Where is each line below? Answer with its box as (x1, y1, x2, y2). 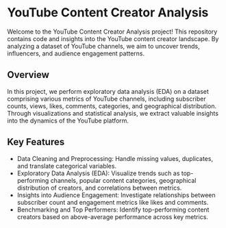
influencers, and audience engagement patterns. (7, 49, 145, 58)
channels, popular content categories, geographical (50, 176, 197, 184)
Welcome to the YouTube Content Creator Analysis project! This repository (7, 27, 218, 36)
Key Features (7, 136, 65, 148)
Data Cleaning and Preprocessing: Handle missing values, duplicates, (16, 154, 214, 162)
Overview (7, 69, 50, 81)
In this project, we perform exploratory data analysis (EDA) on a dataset (7, 87, 209, 95)
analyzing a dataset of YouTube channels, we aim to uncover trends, (7, 42, 200, 50)
